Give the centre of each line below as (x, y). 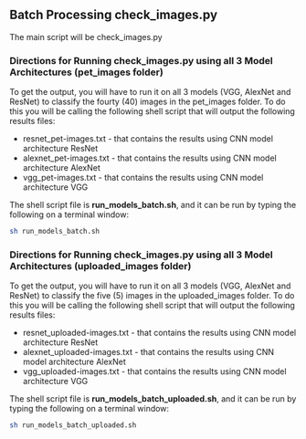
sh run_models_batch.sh (55, 232)
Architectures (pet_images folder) (87, 72)
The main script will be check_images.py (86, 37)
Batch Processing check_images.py (113, 15)
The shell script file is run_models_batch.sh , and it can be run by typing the (153, 205)
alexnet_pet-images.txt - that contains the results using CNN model (149, 158)
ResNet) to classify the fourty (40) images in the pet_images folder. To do (148, 102)
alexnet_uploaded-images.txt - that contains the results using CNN (148, 352)
